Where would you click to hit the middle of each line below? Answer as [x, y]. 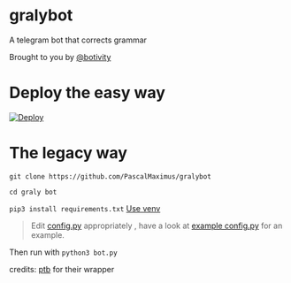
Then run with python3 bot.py [63, 252]
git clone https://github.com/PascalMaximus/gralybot [111, 176]
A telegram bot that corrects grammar [78, 40]
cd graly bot [33, 192]
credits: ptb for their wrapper [62, 269]
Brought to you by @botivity [60, 57]
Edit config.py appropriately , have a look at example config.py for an [157, 226]
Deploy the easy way [88, 93]
